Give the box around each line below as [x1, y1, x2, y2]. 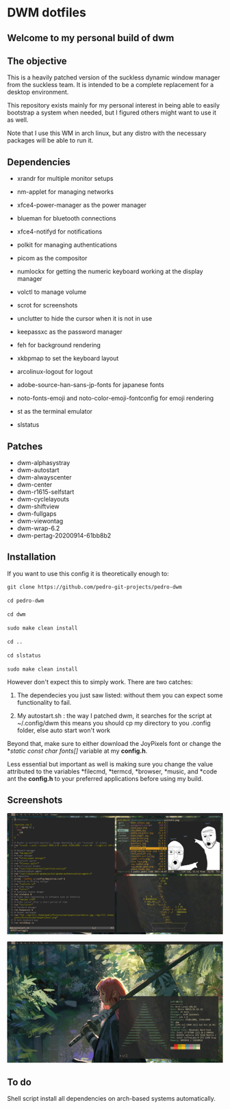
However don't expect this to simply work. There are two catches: [7, 677, 193, 686]
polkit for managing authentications [16, 241, 118, 249]
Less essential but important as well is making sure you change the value [7, 760, 214, 768]
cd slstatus [7, 652, 41, 659]
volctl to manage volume [16, 288, 87, 296]
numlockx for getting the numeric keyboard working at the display [16, 267, 203, 275]
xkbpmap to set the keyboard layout [16, 354, 119, 362]
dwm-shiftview [16, 502, 60, 511]
